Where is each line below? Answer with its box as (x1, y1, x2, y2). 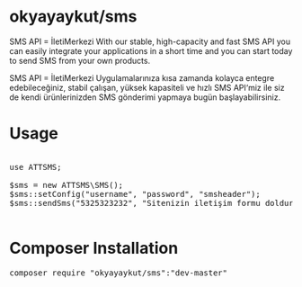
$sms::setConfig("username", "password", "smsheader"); (9, 189, 261, 199)
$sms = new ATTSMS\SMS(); (9, 180, 124, 190)
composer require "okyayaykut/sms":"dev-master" (9, 267, 227, 278)
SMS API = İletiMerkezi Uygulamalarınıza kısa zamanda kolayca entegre (9, 72, 275, 83)
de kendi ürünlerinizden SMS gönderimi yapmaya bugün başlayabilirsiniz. (9, 92, 281, 103)
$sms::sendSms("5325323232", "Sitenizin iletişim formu (9, 198, 261, 208)
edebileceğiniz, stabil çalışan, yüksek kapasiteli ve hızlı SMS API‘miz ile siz (9, 82, 285, 93)
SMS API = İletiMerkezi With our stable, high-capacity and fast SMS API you (9, 36, 290, 47)
